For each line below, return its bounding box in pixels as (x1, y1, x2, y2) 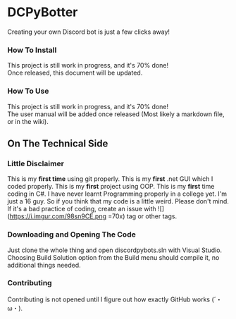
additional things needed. (7, 261, 81, 269)
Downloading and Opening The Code (7, 230, 136, 239)
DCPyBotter (7, 4, 78, 20)
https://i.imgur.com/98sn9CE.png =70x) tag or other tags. (9, 212, 178, 220)
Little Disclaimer (7, 158, 65, 168)
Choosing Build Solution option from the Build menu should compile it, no (7, 253, 220, 261)
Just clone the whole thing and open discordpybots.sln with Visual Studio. (7, 246, 223, 254)
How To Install (7, 45, 57, 55)
